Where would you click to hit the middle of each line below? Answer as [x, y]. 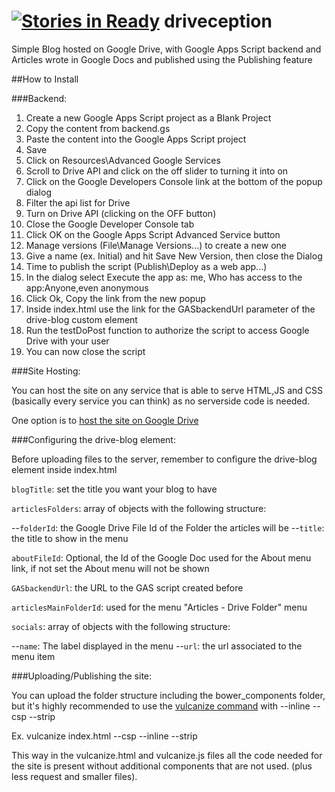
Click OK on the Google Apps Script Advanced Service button [153, 234]
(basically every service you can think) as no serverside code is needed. [161, 401]
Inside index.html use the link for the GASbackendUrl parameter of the [170, 309]
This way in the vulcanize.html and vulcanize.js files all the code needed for [167, 755]
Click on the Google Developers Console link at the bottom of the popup [174, 181]
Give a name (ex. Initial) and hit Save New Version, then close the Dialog [174, 256]
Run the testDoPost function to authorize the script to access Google [167, 330]
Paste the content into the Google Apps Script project [136, 139]
